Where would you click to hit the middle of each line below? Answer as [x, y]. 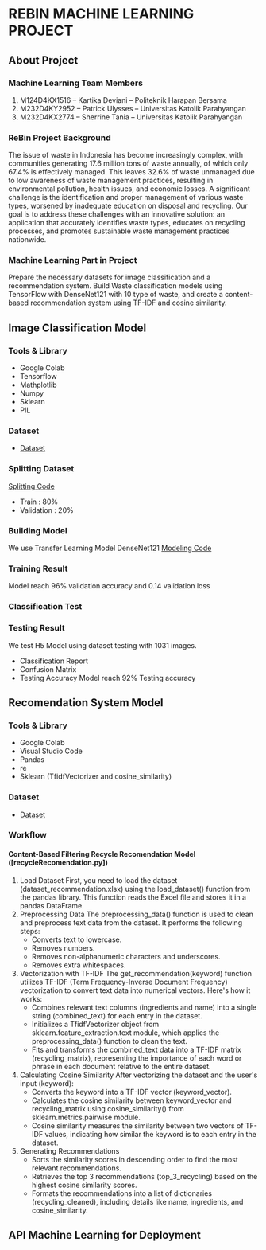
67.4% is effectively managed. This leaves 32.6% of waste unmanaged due [132, 172]
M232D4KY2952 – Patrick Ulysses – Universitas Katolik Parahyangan [133, 108]
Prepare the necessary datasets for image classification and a [110, 277]
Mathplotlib [38, 385]
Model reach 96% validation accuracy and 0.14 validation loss [109, 586]
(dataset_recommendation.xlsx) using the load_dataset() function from [135, 889]
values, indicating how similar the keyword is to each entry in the [150, 1134]
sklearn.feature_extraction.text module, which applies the [125, 1033]
